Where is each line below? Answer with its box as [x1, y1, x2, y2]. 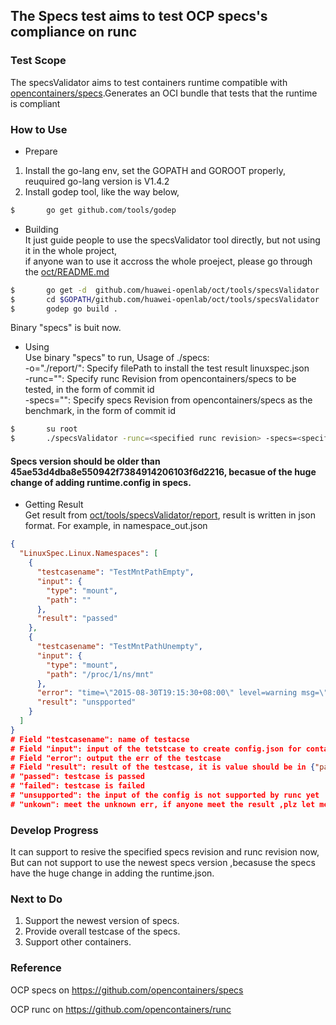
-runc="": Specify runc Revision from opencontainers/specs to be [24, 373, 297, 385]
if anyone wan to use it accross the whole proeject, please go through [24, 255, 313, 267]
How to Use [10, 122, 68, 136]
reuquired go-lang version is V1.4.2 [24, 175, 170, 187]
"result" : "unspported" [36, 697, 137, 708]
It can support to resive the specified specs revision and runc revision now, [10, 846, 320, 858]
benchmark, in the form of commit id [24, 405, 177, 417]
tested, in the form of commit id [24, 384, 155, 396]
